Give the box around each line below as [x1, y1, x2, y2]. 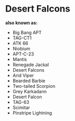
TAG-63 [12, 99, 29, 105]
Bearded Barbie [12, 78, 46, 84]
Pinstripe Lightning [12, 109, 52, 116]
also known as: [5, 20, 38, 26]
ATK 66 [12, 40, 29, 46]
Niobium [12, 45, 30, 51]
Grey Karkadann [12, 88, 47, 94]
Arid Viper [12, 72, 34, 78]
